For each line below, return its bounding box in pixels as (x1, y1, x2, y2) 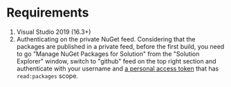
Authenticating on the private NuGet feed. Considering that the (16, 35, 196, 43)
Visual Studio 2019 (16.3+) (16, 28, 91, 36)
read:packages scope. (16, 71, 79, 80)
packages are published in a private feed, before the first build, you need (16, 42, 225, 50)
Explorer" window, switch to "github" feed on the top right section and (16, 57, 216, 65)
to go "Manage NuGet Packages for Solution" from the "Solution (16, 50, 200, 58)
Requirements (6, 5, 89, 21)
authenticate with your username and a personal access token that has (16, 64, 219, 72)
